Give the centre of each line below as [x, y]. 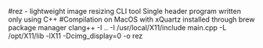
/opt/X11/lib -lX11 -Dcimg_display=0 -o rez [76, 36]
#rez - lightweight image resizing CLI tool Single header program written [124, 11]
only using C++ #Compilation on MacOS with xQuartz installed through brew [131, 19]
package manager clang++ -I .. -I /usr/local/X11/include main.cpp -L [117, 27]
